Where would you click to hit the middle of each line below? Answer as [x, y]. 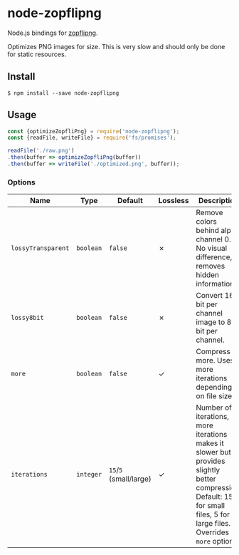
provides [211, 461]
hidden [207, 275]
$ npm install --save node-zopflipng [63, 93]
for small [211, 506]
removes [211, 266]
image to [211, 322]
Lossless [174, 201]
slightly [208, 470]
